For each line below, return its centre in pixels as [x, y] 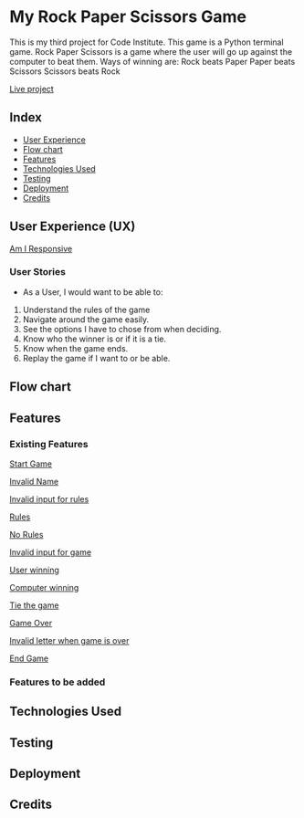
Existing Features [49, 444]
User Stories [38, 272]
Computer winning [44, 587]
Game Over [31, 623]
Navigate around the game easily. [86, 319]
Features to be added [58, 682]
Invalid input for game [51, 552]
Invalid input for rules [49, 498]
